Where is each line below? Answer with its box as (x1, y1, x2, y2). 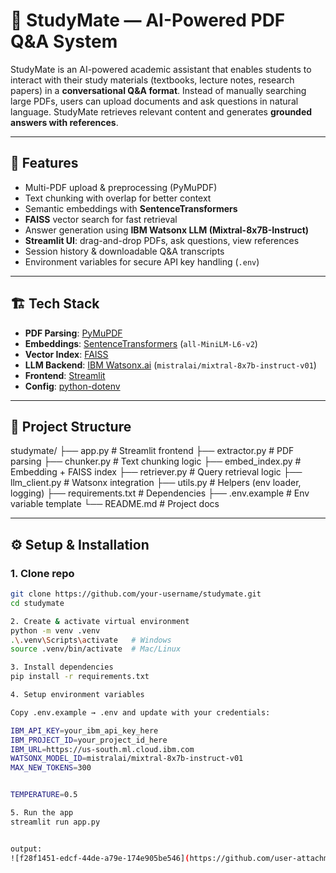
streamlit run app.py (10, 817, 101, 827)
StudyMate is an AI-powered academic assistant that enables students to (10, 63, 312, 75)
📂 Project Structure (10, 418, 132, 435)
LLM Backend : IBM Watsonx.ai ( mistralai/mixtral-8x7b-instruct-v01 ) (24, 359, 317, 371)
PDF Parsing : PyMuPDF (24, 327, 123, 339)
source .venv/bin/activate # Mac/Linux (10, 644, 182, 654)
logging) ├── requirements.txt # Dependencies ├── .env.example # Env (10, 487, 310, 499)
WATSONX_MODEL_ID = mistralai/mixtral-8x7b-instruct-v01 (10, 754, 244, 764)
